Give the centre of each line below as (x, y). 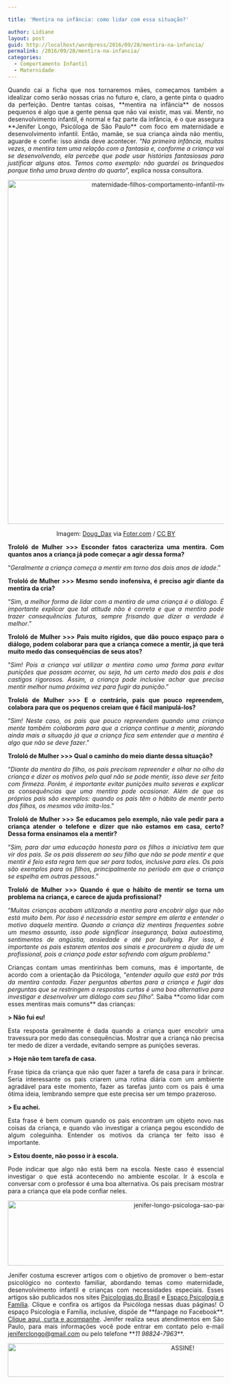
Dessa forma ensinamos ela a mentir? (62, 834)
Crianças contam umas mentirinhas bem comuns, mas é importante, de (116, 967)
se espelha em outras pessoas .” (53, 876)
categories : (25, 58)
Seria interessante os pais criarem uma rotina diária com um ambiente (116, 1079)
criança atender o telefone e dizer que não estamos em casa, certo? (116, 826)
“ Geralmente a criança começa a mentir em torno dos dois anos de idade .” (114, 567)
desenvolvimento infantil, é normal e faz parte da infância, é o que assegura (116, 119)
